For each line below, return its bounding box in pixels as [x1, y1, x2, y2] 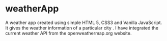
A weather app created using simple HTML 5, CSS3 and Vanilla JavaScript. [5, 19, 162, 25]
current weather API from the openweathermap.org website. [5, 30, 132, 36]
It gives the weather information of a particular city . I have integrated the [5, 24, 159, 30]
